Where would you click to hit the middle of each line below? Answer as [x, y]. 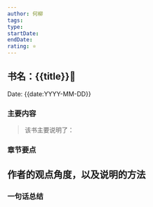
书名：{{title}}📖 [41, 77]
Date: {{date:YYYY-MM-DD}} [49, 94]
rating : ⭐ [22, 46]
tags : [15, 20]
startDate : [23, 33]
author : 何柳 [25, 14]
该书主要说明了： [49, 130]
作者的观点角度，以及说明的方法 [76, 175]
